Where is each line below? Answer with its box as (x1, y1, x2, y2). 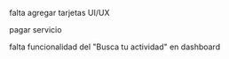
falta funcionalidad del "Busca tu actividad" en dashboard (9, 41, 220, 52)
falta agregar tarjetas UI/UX (9, 8, 110, 18)
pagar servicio (9, 25, 62, 34)
